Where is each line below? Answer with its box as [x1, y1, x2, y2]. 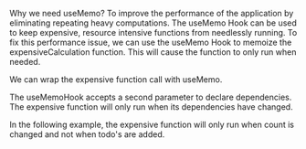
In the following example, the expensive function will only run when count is [9, 119, 295, 130]
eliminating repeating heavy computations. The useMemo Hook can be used [9, 17, 297, 28]
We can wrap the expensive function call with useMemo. [9, 74, 223, 85]
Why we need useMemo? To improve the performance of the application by [9, 8, 294, 18]
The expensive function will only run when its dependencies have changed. [9, 101, 294, 112]
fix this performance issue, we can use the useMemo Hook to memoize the [9, 37, 292, 48]
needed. [9, 57, 41, 67]
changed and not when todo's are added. [9, 129, 165, 140]
